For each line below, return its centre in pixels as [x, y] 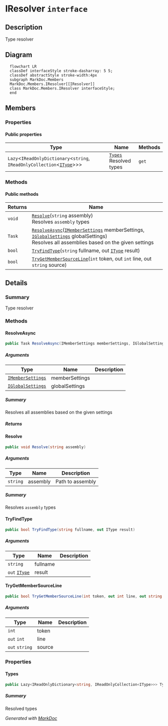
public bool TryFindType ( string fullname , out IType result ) [70, 529]
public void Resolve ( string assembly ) [45, 447]
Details [16, 283]
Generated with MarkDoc [31, 718]
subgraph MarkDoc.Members [37, 80]
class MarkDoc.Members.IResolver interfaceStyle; [62, 88]
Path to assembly [76, 481]
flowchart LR [23, 66]
